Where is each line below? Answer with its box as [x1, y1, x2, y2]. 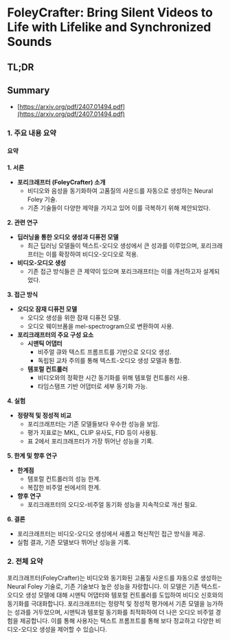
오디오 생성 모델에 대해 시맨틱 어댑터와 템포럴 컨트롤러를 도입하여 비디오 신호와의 [7, 591, 224, 599]
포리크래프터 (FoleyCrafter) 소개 [16, 178, 106, 186]
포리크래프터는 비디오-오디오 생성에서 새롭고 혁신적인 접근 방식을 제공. [16, 530, 206, 538]
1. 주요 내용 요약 [7, 128, 56, 138]
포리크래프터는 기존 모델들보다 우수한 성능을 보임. [27, 420, 160, 428]
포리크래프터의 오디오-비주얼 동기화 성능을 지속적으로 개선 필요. [27, 500, 198, 508]
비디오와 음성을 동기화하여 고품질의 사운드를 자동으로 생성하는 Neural [27, 187, 214, 195]
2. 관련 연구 [7, 218, 38, 226]
